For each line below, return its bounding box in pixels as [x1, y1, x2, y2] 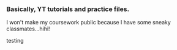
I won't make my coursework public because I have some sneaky [6, 19, 171, 26]
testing [6, 37, 24, 45]
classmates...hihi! [6, 25, 50, 32]
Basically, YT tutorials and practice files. [6, 5, 130, 13]
